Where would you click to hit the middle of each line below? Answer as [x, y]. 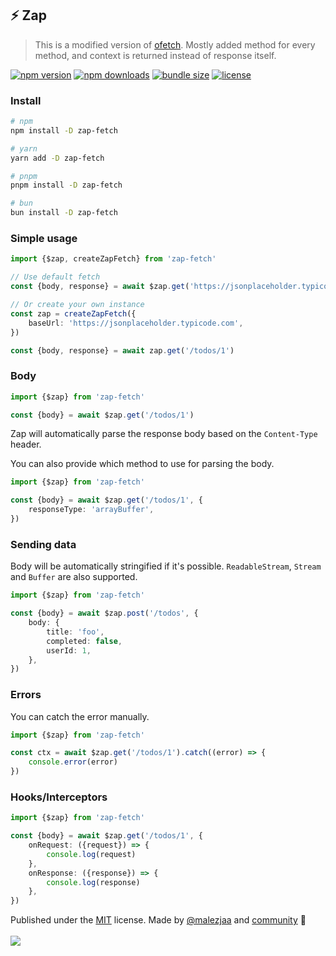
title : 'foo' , [75, 632]
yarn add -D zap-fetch [57, 158]
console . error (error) [73, 762]
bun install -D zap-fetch [64, 213]
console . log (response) [93, 882]
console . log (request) [91, 854]
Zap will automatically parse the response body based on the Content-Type [164, 434]
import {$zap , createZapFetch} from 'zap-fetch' [113, 259]
